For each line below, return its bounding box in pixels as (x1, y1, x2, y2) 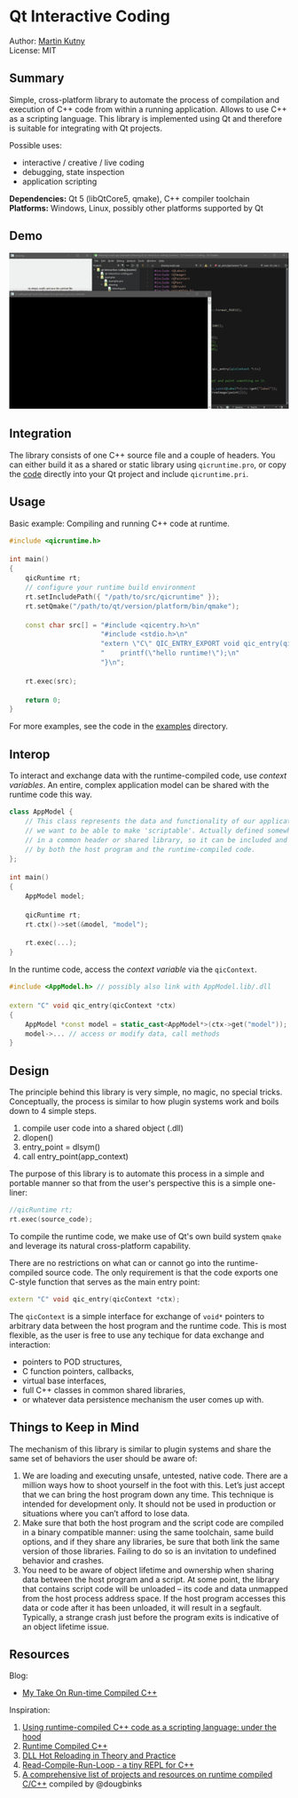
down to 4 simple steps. (9, 1106, 98, 1117)
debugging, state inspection (21, 166, 125, 177)
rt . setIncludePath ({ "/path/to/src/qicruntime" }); (25, 593, 220, 601)
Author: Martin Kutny (9, 36, 86, 46)
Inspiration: (9, 1705, 51, 1715)
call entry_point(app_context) (21, 1151, 129, 1162)
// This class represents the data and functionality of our (25, 817, 255, 826)
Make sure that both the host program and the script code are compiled (21, 1517, 284, 1528)
